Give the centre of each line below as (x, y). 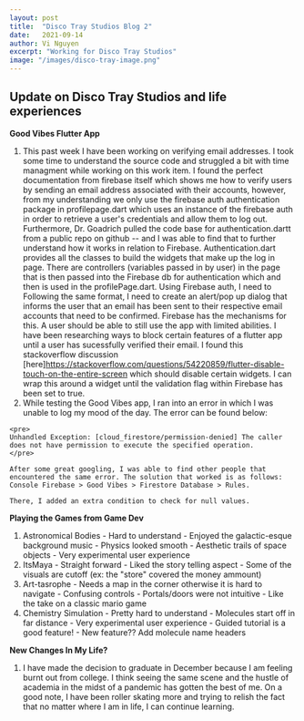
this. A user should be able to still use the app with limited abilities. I (149, 325)
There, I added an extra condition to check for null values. (130, 501)
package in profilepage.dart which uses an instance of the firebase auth (157, 209)
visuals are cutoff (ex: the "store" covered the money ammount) (142, 574)
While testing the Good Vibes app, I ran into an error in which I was (148, 403)
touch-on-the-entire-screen (75, 374)
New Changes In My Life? (59, 650)
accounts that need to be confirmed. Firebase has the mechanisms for (154, 315)
